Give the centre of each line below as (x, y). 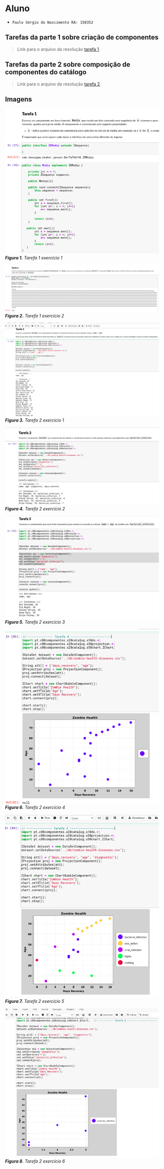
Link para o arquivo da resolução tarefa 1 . (59, 49)
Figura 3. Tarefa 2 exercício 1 (35, 420)
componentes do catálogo (46, 72)
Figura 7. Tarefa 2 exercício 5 (35, 1001)
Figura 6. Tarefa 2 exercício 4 (35, 807)
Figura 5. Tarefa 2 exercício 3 (35, 622)
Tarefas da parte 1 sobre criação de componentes (82, 37)
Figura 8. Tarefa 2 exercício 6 (35, 1161)
